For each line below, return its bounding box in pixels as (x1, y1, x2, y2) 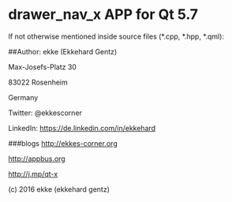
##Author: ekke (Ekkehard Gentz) (8, 47, 118, 56)
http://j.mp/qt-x (8, 169, 58, 178)
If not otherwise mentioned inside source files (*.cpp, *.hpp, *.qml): (8, 32, 225, 41)
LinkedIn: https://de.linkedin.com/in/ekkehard (8, 123, 156, 133)
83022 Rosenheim (8, 77, 69, 87)
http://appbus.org (8, 154, 65, 163)
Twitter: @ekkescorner (8, 108, 83, 118)
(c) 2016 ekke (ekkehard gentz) (8, 184, 110, 194)
